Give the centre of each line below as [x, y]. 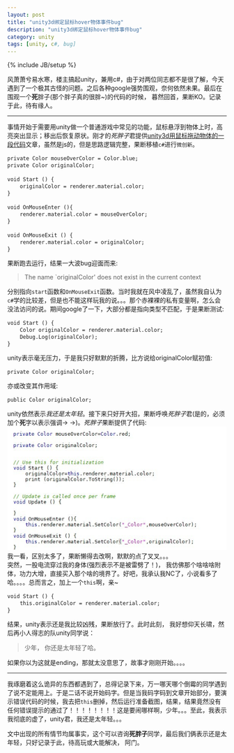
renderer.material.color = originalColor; [82, 242]
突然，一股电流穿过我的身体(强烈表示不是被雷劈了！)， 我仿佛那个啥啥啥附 [114, 564]
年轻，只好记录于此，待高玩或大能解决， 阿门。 [75, 742]
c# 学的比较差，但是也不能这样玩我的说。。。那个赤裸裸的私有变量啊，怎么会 [114, 300]
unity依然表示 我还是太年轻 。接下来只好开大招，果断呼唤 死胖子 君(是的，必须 [116, 414]
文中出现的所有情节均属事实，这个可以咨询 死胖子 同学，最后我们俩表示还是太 [117, 733]
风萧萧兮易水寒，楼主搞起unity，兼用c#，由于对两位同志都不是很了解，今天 [116, 80]
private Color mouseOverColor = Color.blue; [73, 159]
